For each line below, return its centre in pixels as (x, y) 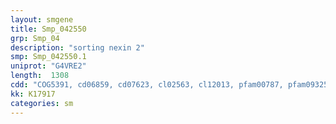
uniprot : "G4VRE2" (48, 66)
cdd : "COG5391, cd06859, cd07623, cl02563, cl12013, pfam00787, (147, 85)
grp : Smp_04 (35, 38)
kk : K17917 (33, 94)
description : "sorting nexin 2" (77, 47)
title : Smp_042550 (48, 29)
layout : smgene (42, 19)
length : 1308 (40, 76)
